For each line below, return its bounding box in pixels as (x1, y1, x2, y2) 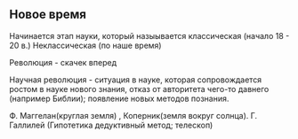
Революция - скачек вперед (9, 57, 117, 67)
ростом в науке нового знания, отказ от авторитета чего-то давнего (9, 83, 270, 94)
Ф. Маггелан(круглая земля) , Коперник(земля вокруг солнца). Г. (9, 110, 258, 120)
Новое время (9, 7, 87, 22)
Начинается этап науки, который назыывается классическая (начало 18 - (9, 30, 290, 41)
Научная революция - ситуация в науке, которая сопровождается (9, 74, 262, 85)
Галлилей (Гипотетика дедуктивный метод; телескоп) (9, 120, 213, 130)
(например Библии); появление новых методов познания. (9, 93, 230, 104)
